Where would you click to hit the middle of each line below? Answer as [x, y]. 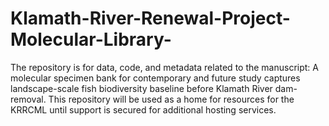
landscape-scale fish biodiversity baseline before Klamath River [141, 88]
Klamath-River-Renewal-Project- [150, 18]
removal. [28, 99]
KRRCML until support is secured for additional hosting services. [143, 109]
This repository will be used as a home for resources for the [171, 99]
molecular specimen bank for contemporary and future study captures [155, 78]
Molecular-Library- [91, 39]
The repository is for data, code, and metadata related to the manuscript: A [165, 67]
